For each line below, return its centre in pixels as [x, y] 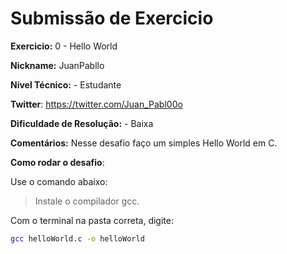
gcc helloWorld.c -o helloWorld [77, 238]
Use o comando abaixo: [59, 181]
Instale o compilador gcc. [87, 201]
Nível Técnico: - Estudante [66, 84]
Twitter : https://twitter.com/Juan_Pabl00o [96, 104]
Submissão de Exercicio [112, 18]
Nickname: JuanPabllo [57, 65]
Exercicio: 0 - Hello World [64, 46]
